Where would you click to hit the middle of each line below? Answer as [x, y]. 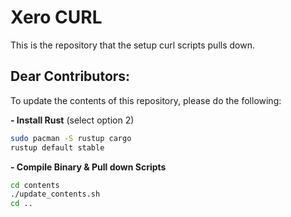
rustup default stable [57, 147]
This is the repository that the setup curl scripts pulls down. [132, 45]
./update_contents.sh [55, 194]
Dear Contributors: [70, 76]
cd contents [35, 185]
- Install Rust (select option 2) [72, 120]
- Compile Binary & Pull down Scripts [88, 167]
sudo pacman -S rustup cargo [71, 138]
